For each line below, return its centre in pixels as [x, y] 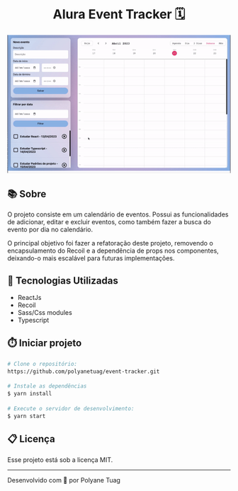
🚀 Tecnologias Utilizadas [63, 281]
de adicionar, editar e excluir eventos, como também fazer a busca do [109, 222]
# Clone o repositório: [42, 364]
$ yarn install [30, 394]
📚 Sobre [27, 193]
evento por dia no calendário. [50, 230]
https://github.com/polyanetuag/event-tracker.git [84, 371]
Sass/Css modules [45, 313]
